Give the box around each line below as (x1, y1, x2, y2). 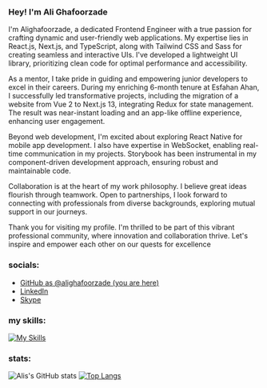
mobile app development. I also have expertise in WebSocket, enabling (8, 141, 241, 150)
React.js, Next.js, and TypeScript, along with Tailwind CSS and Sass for (8, 42, 242, 51)
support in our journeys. (8, 207, 88, 217)
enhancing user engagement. (8, 117, 106, 126)
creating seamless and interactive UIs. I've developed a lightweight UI (8, 50, 238, 60)
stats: (8, 353, 32, 364)
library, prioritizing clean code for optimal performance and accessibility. (8, 58, 248, 68)
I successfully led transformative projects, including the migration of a (8, 91, 239, 101)
